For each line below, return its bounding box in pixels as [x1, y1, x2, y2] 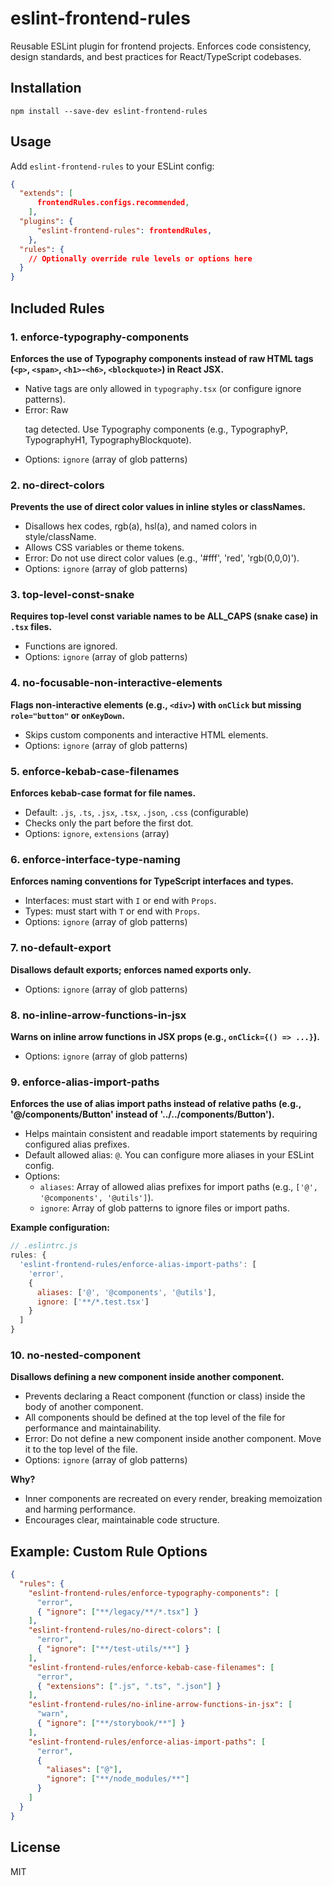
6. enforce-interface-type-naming [10, 852, 181, 866]
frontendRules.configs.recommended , [36, 198, 190, 208]
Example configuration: [10, 1222, 110, 1234]
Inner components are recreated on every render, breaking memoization [24, 1493, 323, 1505]
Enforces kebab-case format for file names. [10, 787, 197, 799]
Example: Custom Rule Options [10, 1543, 208, 1560]
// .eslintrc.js [10, 1241, 78, 1251]
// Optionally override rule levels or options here [28, 253, 253, 264]
